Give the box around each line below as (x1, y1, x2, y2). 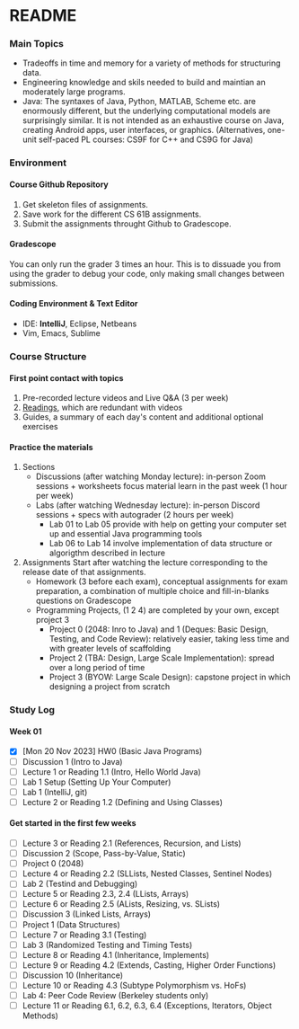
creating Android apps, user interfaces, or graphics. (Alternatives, (22, 125, 266, 136)
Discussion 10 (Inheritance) (22, 970, 124, 980)
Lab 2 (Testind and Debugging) (22, 878, 138, 890)
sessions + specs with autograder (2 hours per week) (35, 510, 234, 520)
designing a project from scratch (48, 681, 171, 692)
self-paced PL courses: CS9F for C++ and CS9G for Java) (39, 134, 254, 145)
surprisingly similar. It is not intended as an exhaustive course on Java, (22, 115, 285, 126)
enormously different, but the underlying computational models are (22, 105, 271, 117)
